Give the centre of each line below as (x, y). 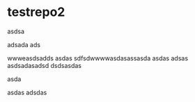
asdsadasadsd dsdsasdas (45, 65)
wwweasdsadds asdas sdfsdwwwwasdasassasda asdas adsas (98, 58)
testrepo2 (36, 12)
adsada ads (24, 44)
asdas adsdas (27, 92)
